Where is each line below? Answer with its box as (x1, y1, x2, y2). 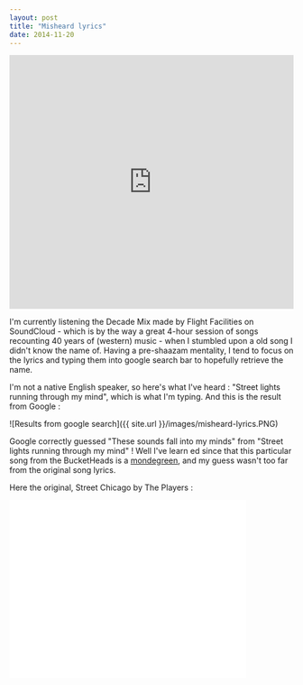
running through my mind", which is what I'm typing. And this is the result (9, 392, 281, 403)
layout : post (9, 13, 59, 23)
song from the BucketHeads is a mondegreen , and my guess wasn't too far (9, 455, 289, 466)
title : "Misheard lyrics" (9, 22, 106, 31)
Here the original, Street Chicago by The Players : (9, 482, 194, 493)
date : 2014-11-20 (9, 30, 75, 39)
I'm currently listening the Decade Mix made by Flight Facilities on (9, 317, 254, 328)
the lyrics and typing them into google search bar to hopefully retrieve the (9, 355, 284, 366)
